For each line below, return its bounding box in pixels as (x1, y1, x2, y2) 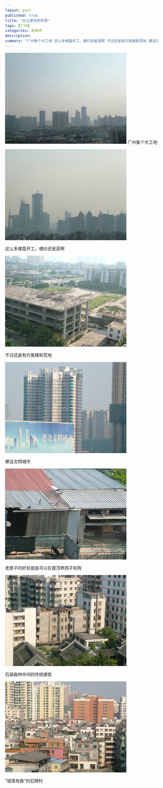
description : (5, 33, 32, 38)
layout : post (5, 8, 32, 13)
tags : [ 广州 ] (5, 23, 30, 28)
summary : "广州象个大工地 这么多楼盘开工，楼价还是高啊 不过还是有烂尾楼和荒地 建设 (5, 39, 156, 44)
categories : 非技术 (5, 28, 42, 33)
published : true (5, 13, 38, 18)
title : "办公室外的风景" (5, 18, 50, 23)
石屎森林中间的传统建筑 (5, 671, 52, 677)
